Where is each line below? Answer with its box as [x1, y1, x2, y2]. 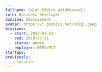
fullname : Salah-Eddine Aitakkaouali [5, 7, 86, 13]
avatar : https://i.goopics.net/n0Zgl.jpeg [5, 21, 97, 27]
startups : [5, 50, 27, 55]
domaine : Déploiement [5, 17, 52, 22]
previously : [5, 54, 31, 60]
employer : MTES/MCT [14, 45, 56, 50]
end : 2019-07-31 [14, 36, 49, 41]
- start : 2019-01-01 [10, 31, 54, 36]
